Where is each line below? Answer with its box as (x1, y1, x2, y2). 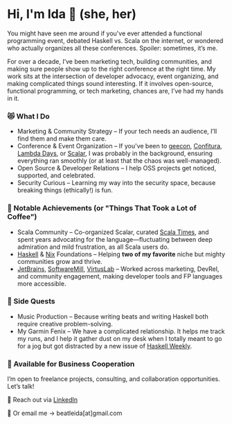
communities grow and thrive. (17, 257, 102, 265)
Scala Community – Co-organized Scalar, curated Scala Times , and (17, 228, 209, 236)
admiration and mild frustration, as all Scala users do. (17, 242, 170, 251)
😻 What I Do (7, 111, 50, 121)
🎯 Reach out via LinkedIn (7, 396, 78, 404)
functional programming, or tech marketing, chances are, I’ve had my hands (7, 87, 224, 95)
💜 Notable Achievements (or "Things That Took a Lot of (7, 204, 197, 213)
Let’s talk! (7, 382, 35, 391)
